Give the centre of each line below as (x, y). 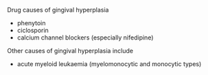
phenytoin (31, 23)
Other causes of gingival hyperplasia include (70, 51)
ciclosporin (33, 30)
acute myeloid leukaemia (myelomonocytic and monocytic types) (109, 64)
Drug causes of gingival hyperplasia (58, 10)
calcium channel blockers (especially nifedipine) (85, 37)
